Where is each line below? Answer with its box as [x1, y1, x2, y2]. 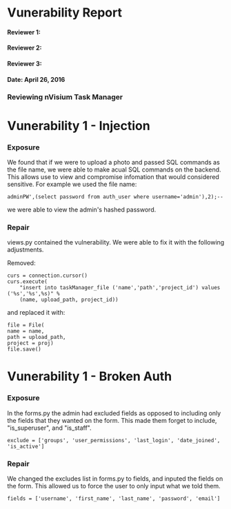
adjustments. [7, 246, 44, 254]
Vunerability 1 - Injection [7, 118, 150, 134]
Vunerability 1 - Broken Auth [7, 368, 172, 384]
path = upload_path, [7, 334, 67, 341]
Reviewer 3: [7, 59, 43, 67]
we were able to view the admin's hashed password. [7, 205, 157, 214]
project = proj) [7, 340, 54, 347]
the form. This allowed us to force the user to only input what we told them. [7, 482, 221, 490]
